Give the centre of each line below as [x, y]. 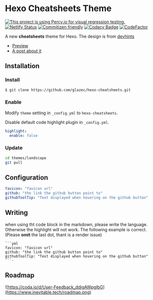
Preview [20, 45]
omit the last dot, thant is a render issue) [61, 235]
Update [14, 148]
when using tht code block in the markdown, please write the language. [76, 224]
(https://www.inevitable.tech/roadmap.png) [48, 292]
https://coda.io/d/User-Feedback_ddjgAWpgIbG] [56, 287]
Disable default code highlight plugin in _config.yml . [57, 122]
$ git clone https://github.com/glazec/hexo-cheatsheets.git [68, 90]
